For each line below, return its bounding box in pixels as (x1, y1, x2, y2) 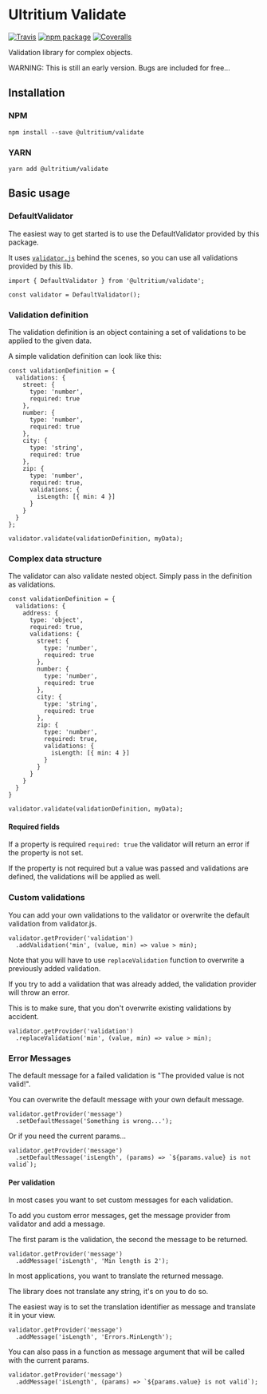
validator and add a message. (8, 1219, 106, 1229)
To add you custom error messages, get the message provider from (8, 1211, 231, 1221)
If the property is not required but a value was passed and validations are (8, 863, 249, 873)
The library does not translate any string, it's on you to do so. (8, 1287, 209, 1296)
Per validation (8, 1177, 56, 1187)
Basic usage (8, 186, 70, 201)
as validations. (8, 580, 56, 589)
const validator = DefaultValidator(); (8, 290, 141, 299)
